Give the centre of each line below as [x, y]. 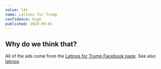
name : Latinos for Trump [31, 14]
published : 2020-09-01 [29, 24]
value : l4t [17, 10]
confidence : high [23, 19]
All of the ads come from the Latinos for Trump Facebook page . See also [80, 56]
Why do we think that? [41, 44]
